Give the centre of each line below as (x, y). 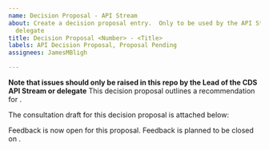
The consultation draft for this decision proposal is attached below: (119, 115)
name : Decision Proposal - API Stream (73, 16)
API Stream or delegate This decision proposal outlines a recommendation (132, 91)
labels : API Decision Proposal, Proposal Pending (93, 45)
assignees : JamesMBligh (48, 53)
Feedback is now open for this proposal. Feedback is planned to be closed (131, 130)
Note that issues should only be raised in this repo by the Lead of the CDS (133, 82)
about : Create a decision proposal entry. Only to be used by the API (130, 23)
